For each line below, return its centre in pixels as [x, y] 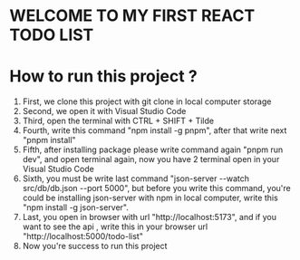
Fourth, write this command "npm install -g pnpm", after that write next [155, 130]
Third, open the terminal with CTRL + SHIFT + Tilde [118, 121]
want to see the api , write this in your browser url [115, 226]
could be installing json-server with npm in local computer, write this [150, 198]
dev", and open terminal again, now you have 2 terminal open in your [151, 159]
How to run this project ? [103, 77]
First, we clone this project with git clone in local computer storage [147, 101]
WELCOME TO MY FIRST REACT [132, 16]
